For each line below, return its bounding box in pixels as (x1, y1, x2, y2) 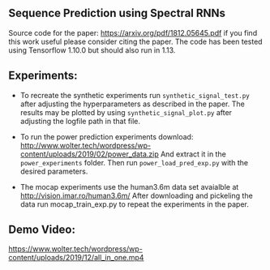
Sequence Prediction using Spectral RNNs (8, 6, 225, 20)
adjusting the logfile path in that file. (19, 116, 140, 126)
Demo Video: (8, 223, 75, 237)
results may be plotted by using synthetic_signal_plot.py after (19, 107, 233, 117)
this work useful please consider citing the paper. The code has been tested (8, 36, 263, 46)
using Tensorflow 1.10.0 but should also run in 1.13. (8, 45, 176, 55)
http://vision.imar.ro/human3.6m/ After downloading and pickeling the (19, 191, 253, 200)
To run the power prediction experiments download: (19, 131, 194, 141)
